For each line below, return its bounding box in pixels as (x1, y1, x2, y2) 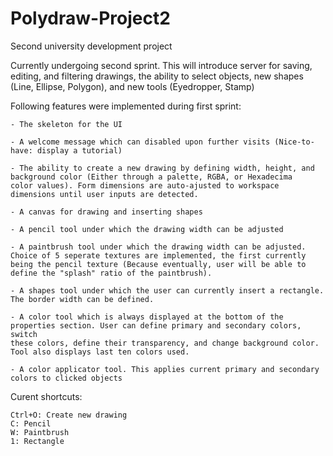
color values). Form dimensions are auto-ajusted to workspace (10, 180, 280, 191)
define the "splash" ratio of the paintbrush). (10, 268, 213, 278)
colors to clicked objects (10, 373, 123, 383)
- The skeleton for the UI (10, 119, 123, 129)
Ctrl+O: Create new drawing (10, 410, 128, 420)
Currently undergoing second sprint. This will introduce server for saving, (10, 59, 313, 71)
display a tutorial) (36, 145, 123, 156)
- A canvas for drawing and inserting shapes (10, 207, 203, 217)
